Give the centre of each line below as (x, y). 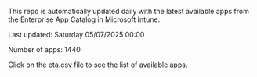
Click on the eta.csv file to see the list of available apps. (98, 65)
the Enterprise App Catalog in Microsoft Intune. (84, 19)
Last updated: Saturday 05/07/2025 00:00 (76, 35)
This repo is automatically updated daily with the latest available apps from (128, 11)
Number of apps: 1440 (44, 49)
